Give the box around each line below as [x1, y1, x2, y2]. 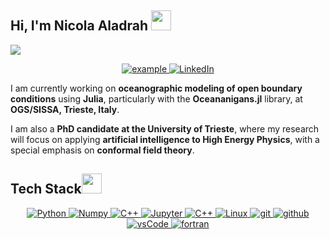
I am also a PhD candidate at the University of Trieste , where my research [10, 122, 320, 135]
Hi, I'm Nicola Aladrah [10, 17, 148, 35]
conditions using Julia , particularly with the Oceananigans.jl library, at [10, 92, 303, 105]
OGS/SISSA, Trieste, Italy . [10, 103, 120, 115]
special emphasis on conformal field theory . [10, 144, 195, 156]
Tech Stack [10, 181, 82, 198]
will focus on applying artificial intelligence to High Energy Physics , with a [10, 133, 320, 145]
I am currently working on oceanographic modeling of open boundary [10, 82, 303, 94]
